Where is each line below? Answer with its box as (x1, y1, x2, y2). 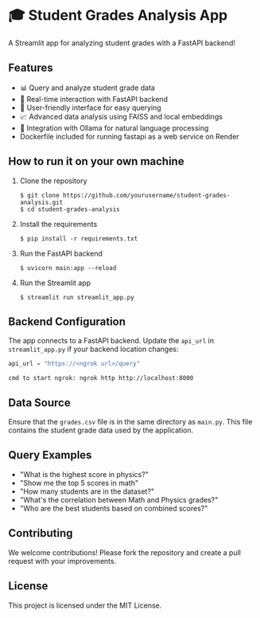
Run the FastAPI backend (19, 248, 103, 258)
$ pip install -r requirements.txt (19, 234, 138, 243)
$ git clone (19, 191, 60, 199)
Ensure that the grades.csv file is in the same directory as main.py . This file (8, 417, 253, 427)
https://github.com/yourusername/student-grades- (62, 191, 231, 199)
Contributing (8, 526, 73, 540)
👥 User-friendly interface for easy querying (19, 103, 161, 112)
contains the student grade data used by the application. (8, 425, 194, 435)
